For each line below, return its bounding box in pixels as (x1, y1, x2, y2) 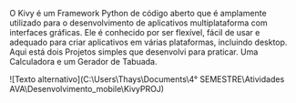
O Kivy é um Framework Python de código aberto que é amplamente (9, 8, 267, 18)
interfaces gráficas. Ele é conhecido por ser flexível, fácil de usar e (9, 27, 260, 37)
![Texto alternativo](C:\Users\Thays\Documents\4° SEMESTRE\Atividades (9, 74, 285, 85)
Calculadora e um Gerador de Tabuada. (9, 57, 158, 67)
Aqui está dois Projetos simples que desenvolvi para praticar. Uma (9, 46, 259, 57)
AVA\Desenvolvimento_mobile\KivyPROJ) (9, 84, 165, 94)
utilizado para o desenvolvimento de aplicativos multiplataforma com (9, 17, 269, 28)
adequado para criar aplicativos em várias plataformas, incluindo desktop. (9, 36, 288, 47)
